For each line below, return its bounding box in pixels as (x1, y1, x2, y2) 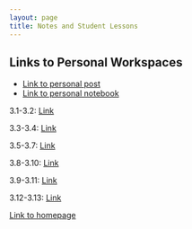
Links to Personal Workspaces (9, 55, 183, 70)
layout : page (9, 13, 58, 22)
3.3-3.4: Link (9, 123, 57, 134)
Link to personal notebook (22, 88, 119, 99)
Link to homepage (9, 210, 76, 221)
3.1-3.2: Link (9, 105, 55, 117)
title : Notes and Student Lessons (9, 22, 139, 31)
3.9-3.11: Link (9, 175, 58, 186)
